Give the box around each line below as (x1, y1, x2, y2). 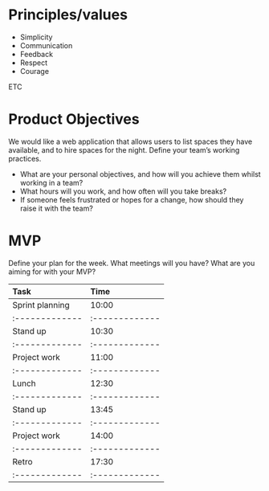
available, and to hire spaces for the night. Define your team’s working (8, 145, 240, 154)
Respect (19, 58, 48, 68)
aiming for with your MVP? (8, 267, 96, 276)
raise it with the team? (19, 203, 94, 213)
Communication (19, 40, 73, 50)
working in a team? (19, 178, 84, 187)
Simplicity (19, 32, 53, 42)
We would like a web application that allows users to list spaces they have (8, 137, 253, 146)
